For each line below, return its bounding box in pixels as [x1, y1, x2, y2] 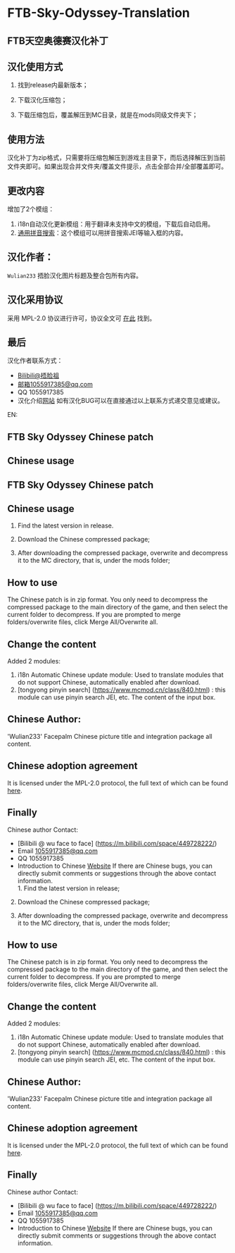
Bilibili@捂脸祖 [17, 371, 60, 380]
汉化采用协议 [7, 294, 63, 306]
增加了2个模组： [7, 205, 55, 213]
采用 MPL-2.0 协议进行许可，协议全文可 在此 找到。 [7, 313, 156, 322]
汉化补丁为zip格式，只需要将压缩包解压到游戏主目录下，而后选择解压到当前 [7, 154, 226, 162]
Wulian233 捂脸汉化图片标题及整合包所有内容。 [7, 271, 143, 280]
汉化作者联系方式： [7, 356, 63, 365]
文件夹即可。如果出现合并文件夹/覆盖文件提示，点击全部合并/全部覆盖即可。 [7, 162, 228, 170]
